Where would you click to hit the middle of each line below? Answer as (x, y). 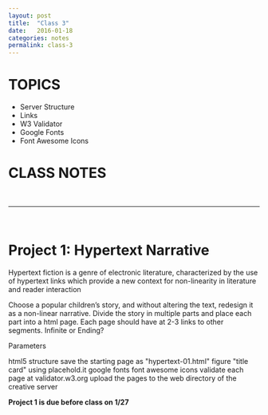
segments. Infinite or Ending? (56, 330)
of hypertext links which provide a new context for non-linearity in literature (132, 281)
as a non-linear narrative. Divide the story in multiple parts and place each (130, 313)
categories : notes (39, 38)
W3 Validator (41, 124)
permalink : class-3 (41, 45)
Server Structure (47, 107)
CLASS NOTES (57, 173)
